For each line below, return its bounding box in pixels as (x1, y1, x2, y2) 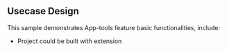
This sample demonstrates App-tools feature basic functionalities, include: (7, 23, 221, 31)
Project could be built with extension (17, 37, 122, 45)
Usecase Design (7, 5, 80, 17)
